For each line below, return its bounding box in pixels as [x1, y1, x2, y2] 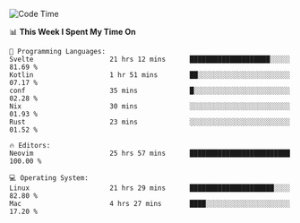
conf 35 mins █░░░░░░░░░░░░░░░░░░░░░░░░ [9, 86, 291, 95]
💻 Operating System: [9, 174, 90, 183]
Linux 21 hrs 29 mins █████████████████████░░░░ [9, 184, 291, 193]
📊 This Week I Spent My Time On [9, 27, 136, 37]
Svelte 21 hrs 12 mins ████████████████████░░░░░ [9, 55, 291, 64]
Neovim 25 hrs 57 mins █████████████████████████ [9, 149, 291, 158]
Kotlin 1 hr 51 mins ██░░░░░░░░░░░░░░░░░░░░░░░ [9, 71, 291, 80]
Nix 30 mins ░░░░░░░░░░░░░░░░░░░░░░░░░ [9, 102, 291, 111]
